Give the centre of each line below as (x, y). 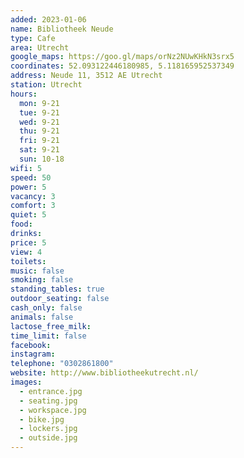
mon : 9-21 (39, 103)
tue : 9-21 (39, 112)
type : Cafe (33, 38)
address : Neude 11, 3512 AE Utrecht (86, 76)
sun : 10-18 (42, 159)
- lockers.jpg (48, 429)
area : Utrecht (40, 47)
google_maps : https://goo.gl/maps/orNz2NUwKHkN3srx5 (122, 57)
